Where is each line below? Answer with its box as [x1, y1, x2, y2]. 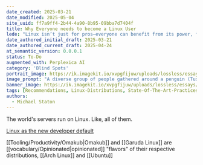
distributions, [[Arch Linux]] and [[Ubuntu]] [6, 152, 113, 159]
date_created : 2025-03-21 [6, 8, 71, 15]
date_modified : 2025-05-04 [6, 15, 74, 21]
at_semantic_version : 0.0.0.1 [6, 48, 83, 54]
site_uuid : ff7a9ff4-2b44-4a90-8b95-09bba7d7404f [6, 20, 134, 26]
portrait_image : [6, 71, 47, 77]
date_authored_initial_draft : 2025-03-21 [6, 37, 112, 43]
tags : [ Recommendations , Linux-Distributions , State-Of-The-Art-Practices [6, 88, 199, 94]
